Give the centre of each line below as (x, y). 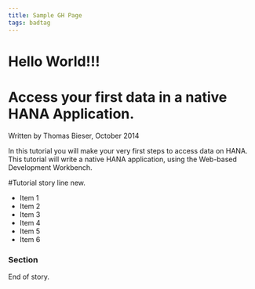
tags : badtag (29, 23)
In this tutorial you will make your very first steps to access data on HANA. (128, 150)
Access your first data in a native (118, 97)
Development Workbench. (50, 167)
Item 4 (30, 222)
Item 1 (29, 197)
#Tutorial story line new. (47, 182)
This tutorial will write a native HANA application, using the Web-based (123, 159)
